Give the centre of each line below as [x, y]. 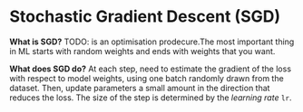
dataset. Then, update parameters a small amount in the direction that [140, 88]
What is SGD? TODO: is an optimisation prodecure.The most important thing [152, 42]
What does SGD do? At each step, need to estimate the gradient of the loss [151, 69]
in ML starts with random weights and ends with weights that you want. [142, 51]
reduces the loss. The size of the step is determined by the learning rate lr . [151, 98]
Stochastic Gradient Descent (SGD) [145, 17]
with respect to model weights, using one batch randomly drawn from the [147, 78]
